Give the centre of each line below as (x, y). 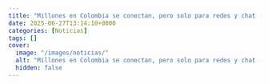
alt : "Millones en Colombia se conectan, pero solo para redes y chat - (139, 61)
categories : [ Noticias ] (48, 30)
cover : (19, 46)
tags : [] (23, 38)
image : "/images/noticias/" (62, 53)
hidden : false (39, 68)
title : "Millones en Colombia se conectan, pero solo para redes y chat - (136, 16)
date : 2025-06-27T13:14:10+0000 (62, 23)
